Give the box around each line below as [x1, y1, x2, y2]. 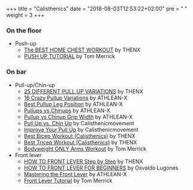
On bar [6, 68, 27, 76]
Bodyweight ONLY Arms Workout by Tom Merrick [23, 145, 147, 152]
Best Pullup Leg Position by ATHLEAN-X [23, 100, 123, 107]
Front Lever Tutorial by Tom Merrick [23, 177, 113, 184]
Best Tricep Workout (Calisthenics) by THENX [23, 138, 137, 146]
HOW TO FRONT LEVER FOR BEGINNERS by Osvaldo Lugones [23, 164, 179, 171]
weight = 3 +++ [6, 11, 45, 19]
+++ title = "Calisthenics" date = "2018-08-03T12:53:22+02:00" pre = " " [6, 5, 188, 12]
